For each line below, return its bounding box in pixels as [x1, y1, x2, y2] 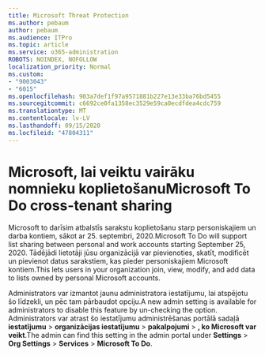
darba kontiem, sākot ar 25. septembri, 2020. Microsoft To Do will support [8, 230, 248, 241]
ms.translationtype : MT [8, 107, 87, 115]
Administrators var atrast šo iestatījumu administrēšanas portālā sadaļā [8, 313, 240, 323]
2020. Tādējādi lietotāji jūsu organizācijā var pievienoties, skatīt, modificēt [8, 248, 249, 257]
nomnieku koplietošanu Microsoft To [8, 179, 251, 197]
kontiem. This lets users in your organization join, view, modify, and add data [8, 264, 256, 274]
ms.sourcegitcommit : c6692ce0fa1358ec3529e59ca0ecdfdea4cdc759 [8, 99, 221, 107]
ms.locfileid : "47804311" [8, 129, 93, 137]
